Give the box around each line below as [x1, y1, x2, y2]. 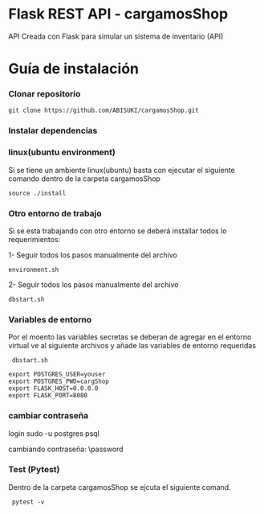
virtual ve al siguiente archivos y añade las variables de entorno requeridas [8, 341, 257, 351]
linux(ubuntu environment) [8, 146, 116, 158]
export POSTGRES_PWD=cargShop [8, 377, 110, 386]
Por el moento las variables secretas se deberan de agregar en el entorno [8, 332, 252, 342]
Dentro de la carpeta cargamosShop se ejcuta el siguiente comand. [8, 482, 231, 491]
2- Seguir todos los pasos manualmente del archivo [8, 279, 179, 290]
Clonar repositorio [8, 88, 81, 100]
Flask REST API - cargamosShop [8, 5, 229, 23]
